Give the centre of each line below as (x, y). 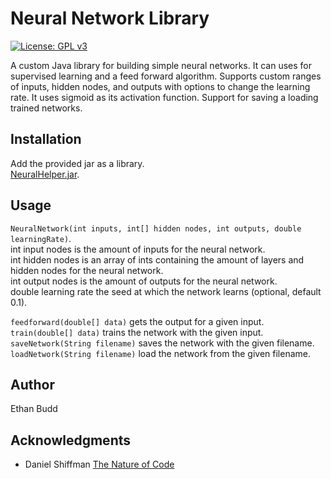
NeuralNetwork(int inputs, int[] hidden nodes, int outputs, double (156, 228)
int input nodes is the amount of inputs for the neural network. (138, 249)
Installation (46, 139)
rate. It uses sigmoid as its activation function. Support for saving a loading (164, 97)
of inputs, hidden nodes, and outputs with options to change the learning (160, 86)
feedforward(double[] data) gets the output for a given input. (137, 321)
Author (32, 384)
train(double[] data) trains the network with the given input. (137, 332)
